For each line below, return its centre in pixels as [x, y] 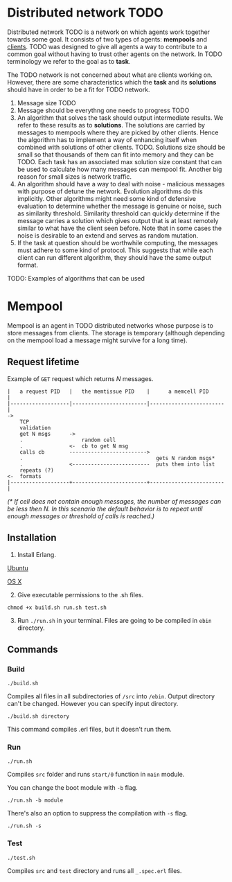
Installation [32, 538]
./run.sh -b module [35, 801]
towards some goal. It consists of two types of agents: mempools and [107, 39]
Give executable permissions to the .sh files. [80, 594]
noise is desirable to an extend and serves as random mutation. [108, 235]
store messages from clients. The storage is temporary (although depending [116, 333]
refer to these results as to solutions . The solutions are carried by [111, 125]
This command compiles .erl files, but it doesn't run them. [89, 730]
